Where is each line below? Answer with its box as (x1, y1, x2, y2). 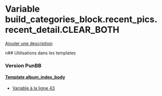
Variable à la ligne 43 (12, 85, 55, 91)
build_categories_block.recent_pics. (5, 14, 158, 25)
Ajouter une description (5, 40, 53, 46)
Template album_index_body (5, 74, 65, 80)
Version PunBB (5, 62, 42, 69)
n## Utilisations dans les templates (5, 50, 76, 56)
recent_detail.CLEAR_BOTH (5, 24, 119, 35)
